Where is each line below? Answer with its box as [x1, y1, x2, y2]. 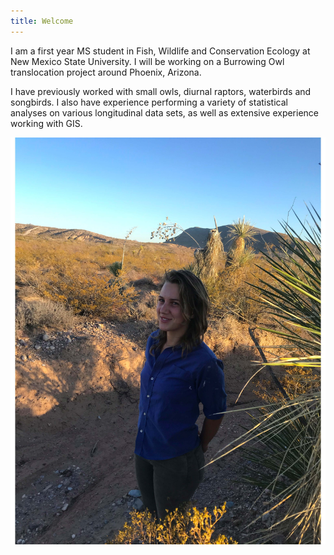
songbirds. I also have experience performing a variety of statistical [10, 96, 288, 108]
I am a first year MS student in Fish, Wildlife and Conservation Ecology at [10, 45, 311, 57]
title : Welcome [10, 16, 74, 26]
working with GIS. [10, 117, 83, 129]
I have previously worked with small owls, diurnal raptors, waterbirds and [10, 85, 312, 97]
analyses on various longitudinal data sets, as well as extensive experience [10, 106, 320, 119]
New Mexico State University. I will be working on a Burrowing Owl [10, 55, 285, 67]
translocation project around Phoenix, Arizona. [10, 66, 202, 78]
